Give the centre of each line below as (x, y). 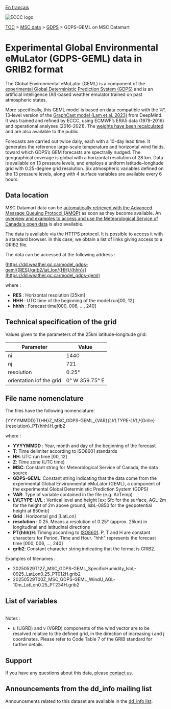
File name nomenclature (45, 398)
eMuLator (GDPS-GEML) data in (74, 59)
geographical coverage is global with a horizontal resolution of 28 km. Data (84, 157)
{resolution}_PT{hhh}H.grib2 (35, 426)
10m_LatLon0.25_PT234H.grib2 (46, 585)
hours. (12, 179)
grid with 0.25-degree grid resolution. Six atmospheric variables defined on (84, 168)
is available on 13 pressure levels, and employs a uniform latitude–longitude (84, 163)
